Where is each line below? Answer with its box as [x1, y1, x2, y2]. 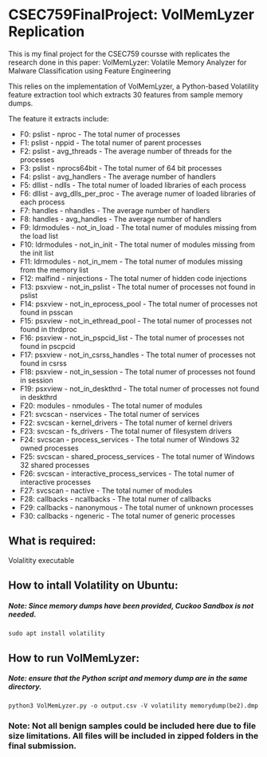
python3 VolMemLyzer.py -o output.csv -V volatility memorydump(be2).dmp [8, 702, 259, 710]
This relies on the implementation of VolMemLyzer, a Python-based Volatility [8, 81, 259, 91]
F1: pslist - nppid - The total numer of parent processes [19, 137, 202, 147]
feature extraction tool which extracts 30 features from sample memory [8, 89, 243, 99]
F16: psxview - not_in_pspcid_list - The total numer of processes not [19, 333, 245, 343]
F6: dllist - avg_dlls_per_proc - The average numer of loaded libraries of [19, 188, 257, 198]
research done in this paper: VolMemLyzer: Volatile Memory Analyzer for [8, 57, 247, 67]
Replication [8, 22, 85, 41]
